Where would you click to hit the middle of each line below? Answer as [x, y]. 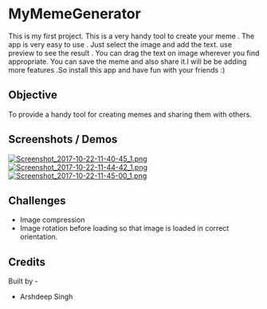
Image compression [52, 220]
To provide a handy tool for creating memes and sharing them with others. [130, 114]
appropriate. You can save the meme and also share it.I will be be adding [128, 61]
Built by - [23, 281]
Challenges [37, 200]
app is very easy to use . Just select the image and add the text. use [120, 44]
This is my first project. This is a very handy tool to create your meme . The [132, 36]
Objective [33, 95]
